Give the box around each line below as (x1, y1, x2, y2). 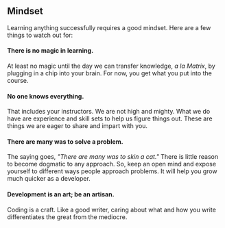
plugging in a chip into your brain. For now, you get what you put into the (7, 69, 213, 77)
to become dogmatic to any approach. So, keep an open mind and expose (7, 160, 217, 168)
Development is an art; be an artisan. (7, 190, 115, 199)
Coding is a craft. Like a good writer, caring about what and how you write (7, 205, 216, 214)
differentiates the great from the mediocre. (7, 212, 128, 221)
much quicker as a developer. (7, 175, 91, 183)
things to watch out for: (7, 31, 73, 39)
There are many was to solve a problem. (7, 137, 123, 146)
